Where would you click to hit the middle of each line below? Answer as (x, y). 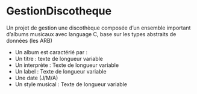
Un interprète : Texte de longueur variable (67, 65)
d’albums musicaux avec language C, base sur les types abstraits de (91, 34)
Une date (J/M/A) (36, 78)
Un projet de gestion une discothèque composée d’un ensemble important (98, 28)
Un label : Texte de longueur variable (61, 71)
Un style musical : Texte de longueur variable (71, 84)
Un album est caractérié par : (51, 52)
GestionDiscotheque (59, 11)
